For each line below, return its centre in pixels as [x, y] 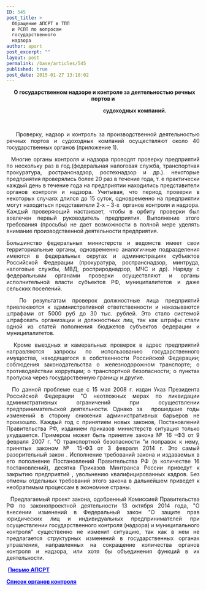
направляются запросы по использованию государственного [103, 352]
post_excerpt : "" [29, 52]
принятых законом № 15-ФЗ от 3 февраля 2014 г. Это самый [103, 448]
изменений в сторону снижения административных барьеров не [103, 415]
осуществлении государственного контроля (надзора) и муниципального [103, 525]
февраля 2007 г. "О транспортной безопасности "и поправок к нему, [103, 442]
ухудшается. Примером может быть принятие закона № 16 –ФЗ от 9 [103, 435]
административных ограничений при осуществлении [103, 403]
